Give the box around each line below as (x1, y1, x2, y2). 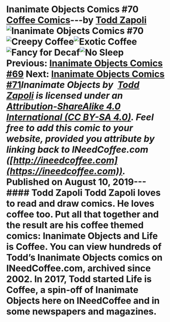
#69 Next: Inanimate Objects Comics (6, 69, 165, 80)
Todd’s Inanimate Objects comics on (6, 252, 163, 264)
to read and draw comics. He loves (6, 198, 155, 209)
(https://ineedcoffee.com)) (6, 166, 123, 177)
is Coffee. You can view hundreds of (6, 241, 162, 252)
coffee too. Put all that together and (6, 209, 159, 220)
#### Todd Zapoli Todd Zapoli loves (6, 187, 161, 199)
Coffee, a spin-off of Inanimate (6, 284, 139, 296)
